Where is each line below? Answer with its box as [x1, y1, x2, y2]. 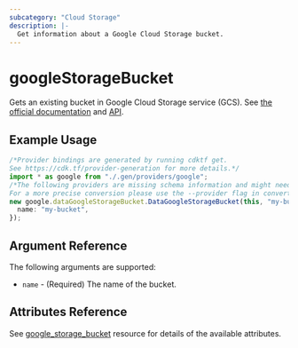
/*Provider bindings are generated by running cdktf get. [9, 156, 228, 165]
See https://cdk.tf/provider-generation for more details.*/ [9, 164, 240, 173]
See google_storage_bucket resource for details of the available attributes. [9, 328, 282, 338]
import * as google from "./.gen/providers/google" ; [9, 172, 208, 181]
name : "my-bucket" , [17, 205, 90, 214]
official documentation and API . [9, 107, 124, 117]
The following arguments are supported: [9, 261, 157, 272]
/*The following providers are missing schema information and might [9, 180, 272, 189]
